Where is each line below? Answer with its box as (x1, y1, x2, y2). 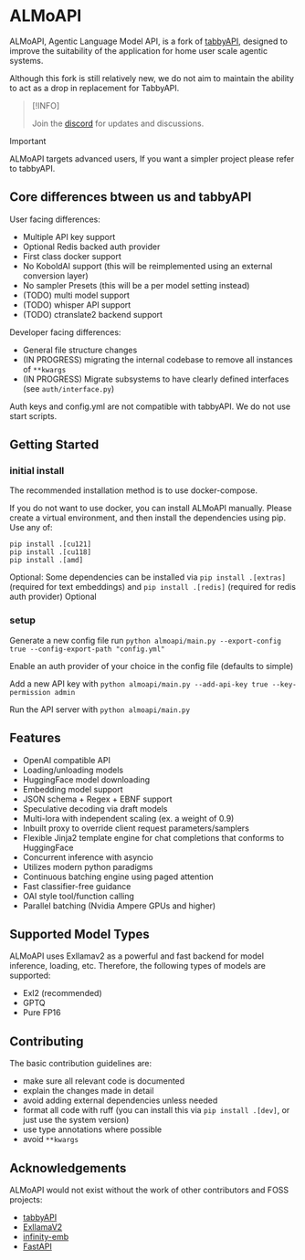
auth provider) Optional (9, 591, 98, 603)
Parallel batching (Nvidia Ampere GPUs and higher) (22, 900, 216, 911)
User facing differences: (9, 214, 100, 225)
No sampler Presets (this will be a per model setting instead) (22, 279, 250, 290)
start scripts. (9, 410, 58, 421)
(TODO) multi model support (22, 289, 131, 300)
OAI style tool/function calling (22, 890, 135, 901)
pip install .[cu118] (9, 548, 92, 557)
